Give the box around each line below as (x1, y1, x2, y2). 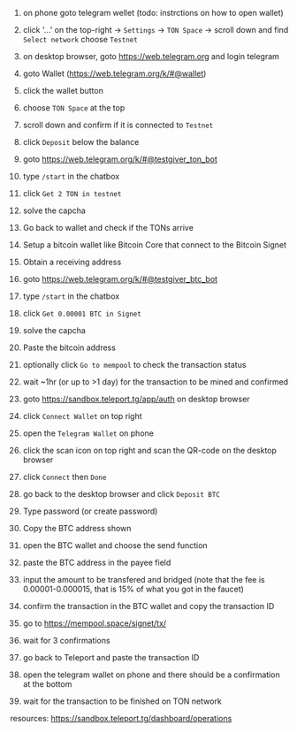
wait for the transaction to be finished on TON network (22, 696, 222, 706)
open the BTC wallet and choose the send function (22, 540, 208, 551)
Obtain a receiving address (22, 256, 122, 267)
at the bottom (22, 679, 72, 689)
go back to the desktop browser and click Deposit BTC (22, 489, 220, 499)
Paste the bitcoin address (22, 342, 116, 353)
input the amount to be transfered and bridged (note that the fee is (22, 575, 266, 584)
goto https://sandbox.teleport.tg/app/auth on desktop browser (22, 393, 250, 404)
